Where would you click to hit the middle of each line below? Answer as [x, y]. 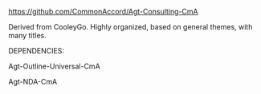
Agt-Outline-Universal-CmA [54, 66]
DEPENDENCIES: [36, 51]
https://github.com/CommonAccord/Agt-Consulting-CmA [103, 12]
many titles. [27, 35]
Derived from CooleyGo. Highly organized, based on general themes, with [130, 27]
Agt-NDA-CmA [33, 82]
